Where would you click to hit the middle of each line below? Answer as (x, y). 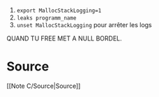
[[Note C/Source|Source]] (44, 86)
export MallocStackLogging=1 (59, 10)
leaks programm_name (46, 18)
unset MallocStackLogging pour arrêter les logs (84, 25)
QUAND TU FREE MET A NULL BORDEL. (65, 38)
